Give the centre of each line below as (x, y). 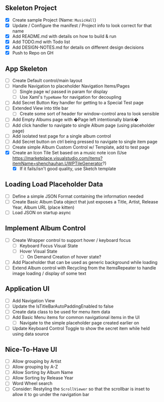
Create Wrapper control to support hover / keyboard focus (71, 240)
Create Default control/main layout (47, 80)
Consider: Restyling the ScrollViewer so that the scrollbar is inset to (81, 389)
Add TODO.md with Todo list (41, 42)
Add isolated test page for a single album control (62, 136)
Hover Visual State (38, 251)
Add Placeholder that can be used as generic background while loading (85, 262)
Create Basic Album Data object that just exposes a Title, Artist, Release (85, 201)
